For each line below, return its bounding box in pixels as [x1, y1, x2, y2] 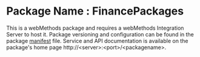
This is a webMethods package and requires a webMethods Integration [6, 24, 184, 32]
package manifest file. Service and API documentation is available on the [6, 37, 188, 44]
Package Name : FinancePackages [6, 4, 184, 18]
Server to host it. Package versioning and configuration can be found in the [6, 30, 194, 38]
